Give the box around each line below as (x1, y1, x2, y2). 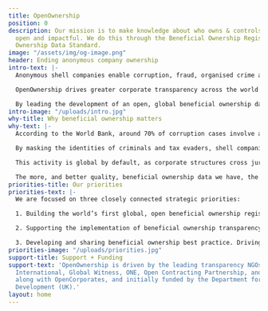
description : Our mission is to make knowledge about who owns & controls (8, 26, 262, 34)
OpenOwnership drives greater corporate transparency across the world (15, 86, 259, 94)
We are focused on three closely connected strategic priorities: (15, 195, 241, 204)
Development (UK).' (15, 283, 81, 292)
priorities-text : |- (8, 188, 77, 196)
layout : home (8, 291, 52, 299)
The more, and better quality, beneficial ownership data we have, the (15, 173, 259, 181)
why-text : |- (8, 122, 52, 130)
